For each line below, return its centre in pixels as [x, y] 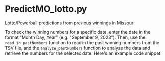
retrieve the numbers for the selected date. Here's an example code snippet [83, 53]
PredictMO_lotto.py [46, 9]
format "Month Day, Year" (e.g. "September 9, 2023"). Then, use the [75, 37]
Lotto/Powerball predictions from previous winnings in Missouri [70, 23]
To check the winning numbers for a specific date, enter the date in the [78, 32]
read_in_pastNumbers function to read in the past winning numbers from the [82, 42]
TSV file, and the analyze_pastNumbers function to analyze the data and [78, 48]
